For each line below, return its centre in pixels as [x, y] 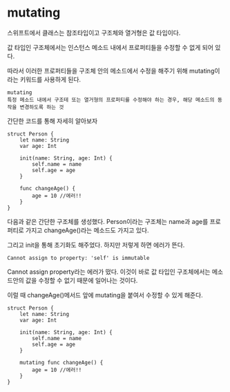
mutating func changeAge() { [61, 362]
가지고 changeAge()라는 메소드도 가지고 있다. [87, 230]
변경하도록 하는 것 [42, 107]
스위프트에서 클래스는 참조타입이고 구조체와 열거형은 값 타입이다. [94, 32]
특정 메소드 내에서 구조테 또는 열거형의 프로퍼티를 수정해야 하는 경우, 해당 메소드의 [111, 100]
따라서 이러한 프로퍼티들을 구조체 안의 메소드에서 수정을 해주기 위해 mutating [111, 71]
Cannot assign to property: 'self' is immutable [78, 258]
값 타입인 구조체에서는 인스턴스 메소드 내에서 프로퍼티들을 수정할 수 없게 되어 [111, 47]
